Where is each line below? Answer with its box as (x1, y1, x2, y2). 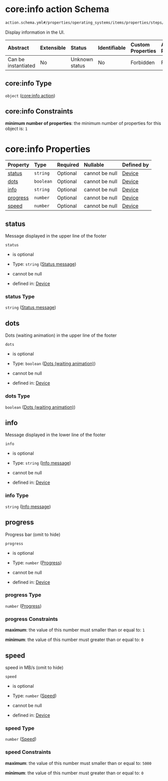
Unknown (70, 56, 93, 63)
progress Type (5, 591, 41, 598)
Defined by (122, 162, 149, 169)
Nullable (83, 162, 104, 169)
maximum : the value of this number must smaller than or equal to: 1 (5, 627, 145, 633)
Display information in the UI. (5, 29, 65, 35)
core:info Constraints (5, 107, 73, 116)
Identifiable (97, 44, 126, 51)
